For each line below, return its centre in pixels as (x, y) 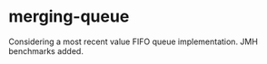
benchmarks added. (46, 50)
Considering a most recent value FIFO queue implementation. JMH (133, 41)
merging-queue (69, 17)
